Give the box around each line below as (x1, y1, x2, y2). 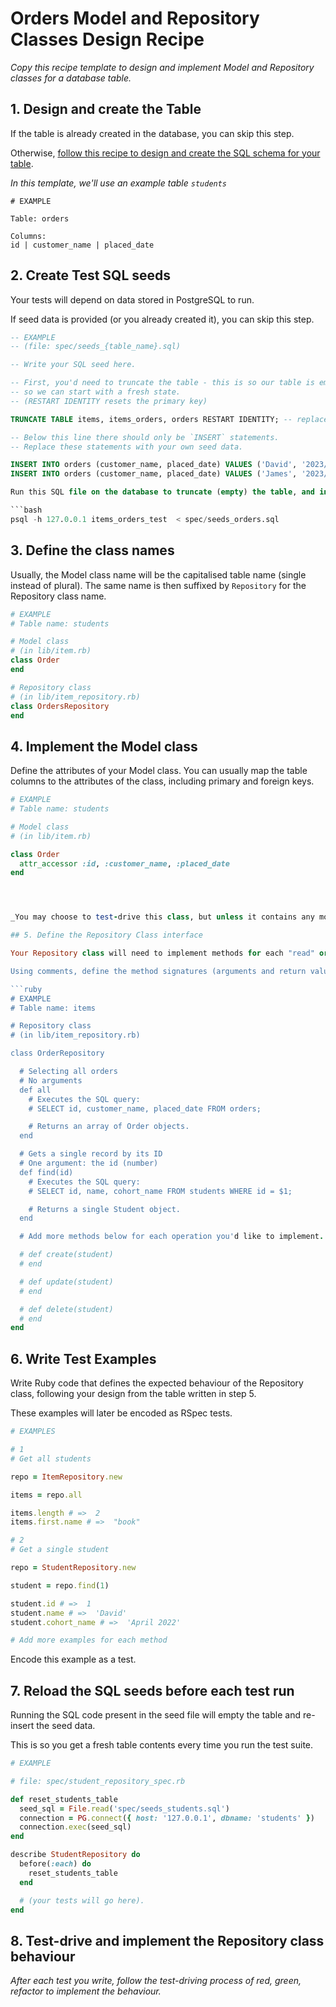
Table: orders (10, 213, 70, 224)
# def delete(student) (19, 1304, 114, 1314)
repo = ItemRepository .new (10, 1472, 123, 1482)
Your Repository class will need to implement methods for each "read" (10, 948, 315, 959)
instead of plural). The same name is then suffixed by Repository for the (10, 579, 307, 591)
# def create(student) (19, 1250, 114, 1260)
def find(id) (19, 1167, 74, 1177)
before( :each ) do (19, 1859, 92, 1869)
